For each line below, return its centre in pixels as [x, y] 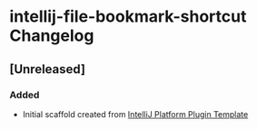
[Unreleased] [48, 69]
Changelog [52, 36]
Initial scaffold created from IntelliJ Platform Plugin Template [135, 114]
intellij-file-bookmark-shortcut [128, 17]
